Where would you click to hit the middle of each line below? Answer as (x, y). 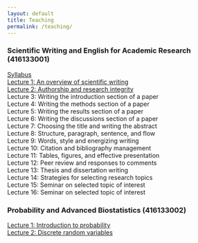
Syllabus (19, 74)
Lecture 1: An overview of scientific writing (68, 82)
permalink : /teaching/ (40, 26)
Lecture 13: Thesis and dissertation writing (68, 170)
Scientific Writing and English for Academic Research (99, 51)
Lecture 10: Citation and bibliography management (79, 148)
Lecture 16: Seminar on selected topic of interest (76, 192)
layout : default (30, 13)
